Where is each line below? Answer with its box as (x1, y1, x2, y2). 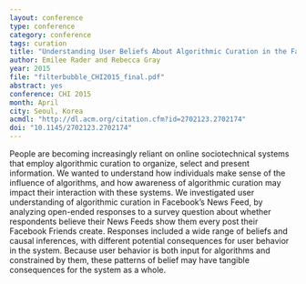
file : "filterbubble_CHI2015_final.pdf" (9, 73, 166, 82)
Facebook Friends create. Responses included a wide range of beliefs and (9, 226, 289, 237)
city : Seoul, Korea (9, 106, 84, 116)
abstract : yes (9, 81, 64, 90)
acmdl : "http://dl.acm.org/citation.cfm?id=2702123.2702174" (9, 115, 247, 124)
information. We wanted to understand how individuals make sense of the (9, 167, 286, 178)
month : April (9, 97, 59, 107)
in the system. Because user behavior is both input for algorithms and (9, 245, 270, 256)
